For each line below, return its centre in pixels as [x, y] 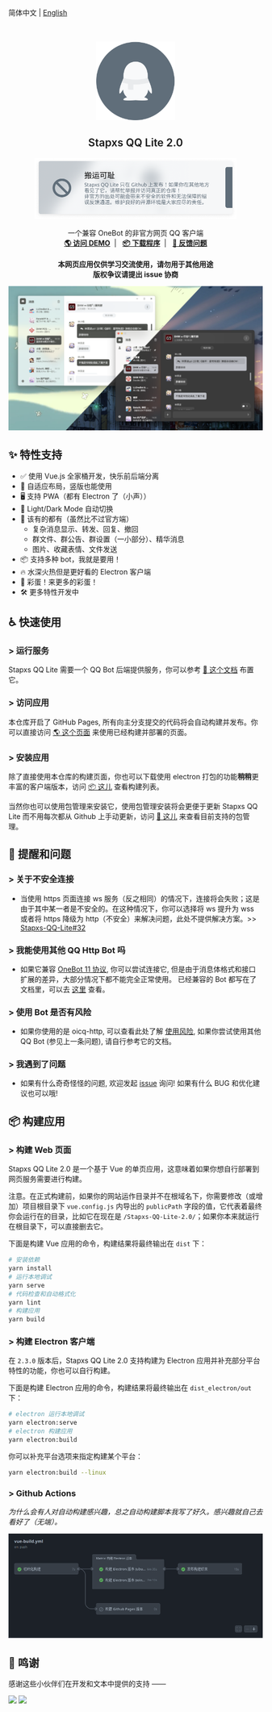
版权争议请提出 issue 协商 [136, 274]
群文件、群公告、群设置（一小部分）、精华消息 [108, 539]
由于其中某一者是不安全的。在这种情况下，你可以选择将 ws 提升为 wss [137, 908]
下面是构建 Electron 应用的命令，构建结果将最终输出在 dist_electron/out [130, 1388]
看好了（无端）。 [35, 1522]
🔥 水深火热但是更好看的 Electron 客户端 [86, 571]
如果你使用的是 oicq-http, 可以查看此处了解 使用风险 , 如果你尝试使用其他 [140, 1031]
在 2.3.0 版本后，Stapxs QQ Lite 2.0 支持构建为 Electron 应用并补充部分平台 [134, 1361]
